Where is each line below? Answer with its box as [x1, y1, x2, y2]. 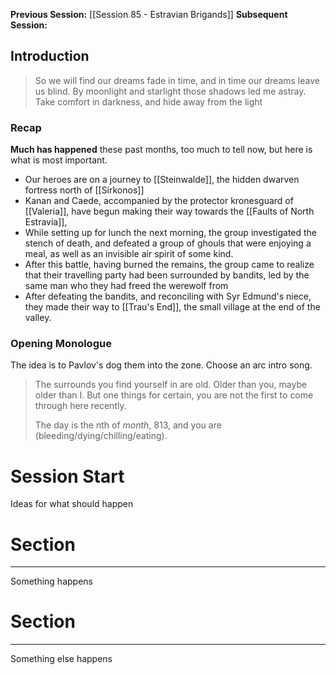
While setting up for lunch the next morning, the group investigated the [24, 227, 318, 239]
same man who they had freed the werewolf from [24, 280, 229, 292]
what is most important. [10, 154, 108, 166]
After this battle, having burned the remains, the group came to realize [24, 259, 315, 271]
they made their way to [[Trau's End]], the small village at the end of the [24, 301, 321, 313]
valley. [24, 312, 52, 324]
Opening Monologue [10, 337, 112, 351]
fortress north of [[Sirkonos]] [24, 184, 145, 196]
